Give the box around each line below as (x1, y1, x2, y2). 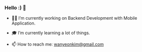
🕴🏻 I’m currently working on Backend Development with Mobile (11, 15, 137, 21)
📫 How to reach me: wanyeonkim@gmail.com (11, 41, 104, 47)
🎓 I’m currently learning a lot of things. (11, 30, 90, 36)
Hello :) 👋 (4, 4, 26, 11)
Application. (11, 20, 36, 26)
